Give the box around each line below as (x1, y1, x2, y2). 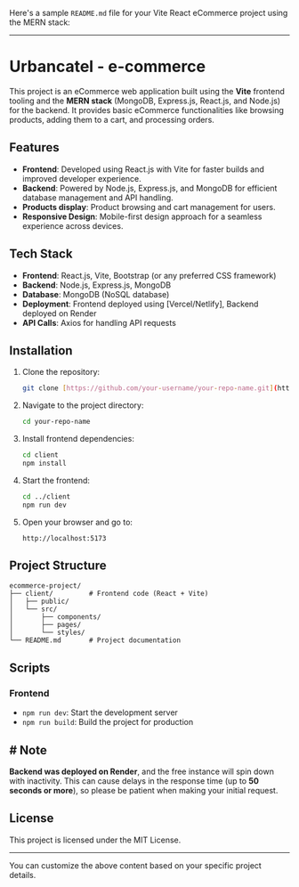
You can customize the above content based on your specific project (9, 859, 263, 871)
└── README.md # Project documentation (9, 636, 181, 645)
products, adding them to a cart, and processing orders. (9, 114, 215, 125)
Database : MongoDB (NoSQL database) (21, 289, 170, 299)
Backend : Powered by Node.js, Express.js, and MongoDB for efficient (21, 183, 278, 193)
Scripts (9, 660, 51, 675)
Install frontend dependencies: (21, 434, 135, 444)
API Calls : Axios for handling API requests (21, 317, 176, 328)
